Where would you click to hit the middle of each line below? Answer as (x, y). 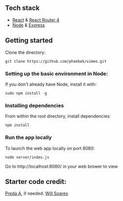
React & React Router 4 (36, 20)
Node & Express (29, 25)
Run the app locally (29, 138)
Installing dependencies (34, 105)
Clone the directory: (25, 52)
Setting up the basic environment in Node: (57, 74)
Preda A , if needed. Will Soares (37, 194)
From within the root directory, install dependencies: (58, 116)
